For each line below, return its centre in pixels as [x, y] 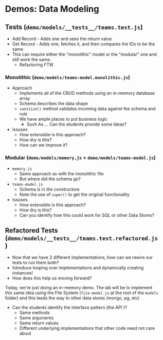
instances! [22, 273]
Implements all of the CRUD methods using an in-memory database [87, 93]
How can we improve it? [44, 145]
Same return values [39, 323]
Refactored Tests [32, 230]
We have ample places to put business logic [63, 119]
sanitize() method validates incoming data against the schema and [87, 109]
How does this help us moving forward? [52, 278]
